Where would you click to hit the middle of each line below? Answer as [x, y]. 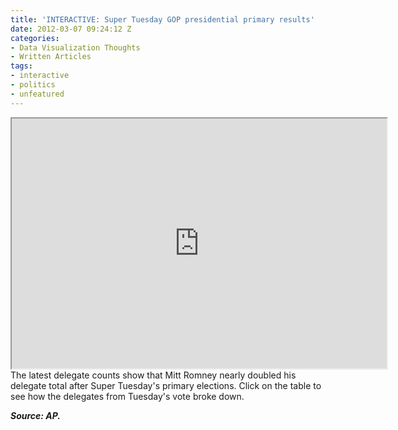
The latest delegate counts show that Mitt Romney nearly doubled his [153, 375]
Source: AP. [36, 415]
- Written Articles [51, 57]
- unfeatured [37, 94]
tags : [21, 66]
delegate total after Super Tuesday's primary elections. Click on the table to [166, 385]
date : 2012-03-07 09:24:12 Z [71, 29]
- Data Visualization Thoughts [75, 47]
